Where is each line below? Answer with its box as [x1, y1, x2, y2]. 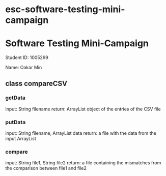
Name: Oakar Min [5, 65, 42, 71]
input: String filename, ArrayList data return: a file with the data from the [5, 130, 156, 136]
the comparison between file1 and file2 [5, 165, 87, 171]
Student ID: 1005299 [5, 54, 48, 61]
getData [5, 94, 25, 101]
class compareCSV [5, 79, 68, 87]
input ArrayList [5, 136, 37, 142]
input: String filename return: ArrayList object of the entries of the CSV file [5, 106, 161, 112]
